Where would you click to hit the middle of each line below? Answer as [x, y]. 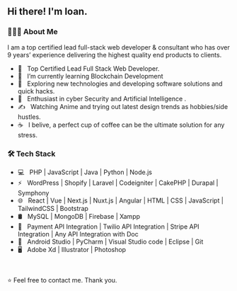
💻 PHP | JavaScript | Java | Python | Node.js [85, 172]
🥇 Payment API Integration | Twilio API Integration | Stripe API [108, 227]
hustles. [29, 117]
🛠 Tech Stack [31, 154]
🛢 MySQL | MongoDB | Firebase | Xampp [79, 216]
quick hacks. [36, 91]
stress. [27, 135]
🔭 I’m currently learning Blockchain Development [91, 76]
